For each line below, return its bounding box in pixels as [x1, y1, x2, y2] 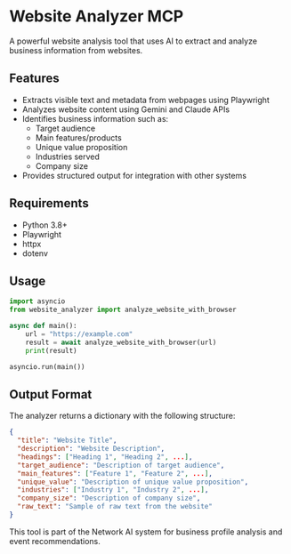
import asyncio [9, 297, 66, 306]
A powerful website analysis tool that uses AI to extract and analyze [9, 36, 258, 46]
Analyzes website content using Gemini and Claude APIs [21, 104, 230, 115]
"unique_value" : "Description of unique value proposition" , [17, 478, 249, 486]
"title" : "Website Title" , [17, 436, 117, 446]
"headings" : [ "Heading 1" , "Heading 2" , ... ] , [17, 452, 193, 462]
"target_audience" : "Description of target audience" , [17, 461, 225, 470]
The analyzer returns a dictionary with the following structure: [9, 411, 236, 422]
